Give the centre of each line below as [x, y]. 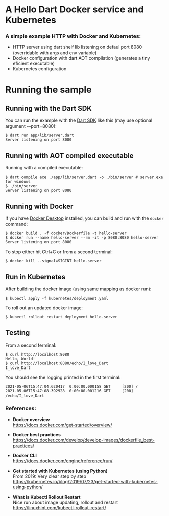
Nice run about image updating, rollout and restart [65, 502]
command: [17, 224]
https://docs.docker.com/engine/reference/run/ [63, 461]
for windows [18, 182]
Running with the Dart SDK [49, 108]
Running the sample [49, 90]
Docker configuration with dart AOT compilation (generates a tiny [81, 58]
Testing [18, 333]
